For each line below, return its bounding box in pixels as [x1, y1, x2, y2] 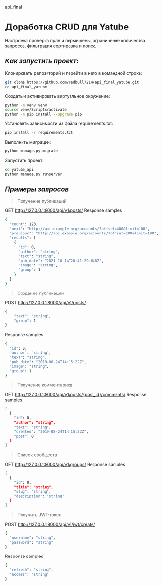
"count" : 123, [9, 222, 38, 227]
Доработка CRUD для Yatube [5, 22, 129, 32]
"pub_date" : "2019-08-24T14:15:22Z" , [9, 359, 87, 364]
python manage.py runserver [5, 172, 63, 176]
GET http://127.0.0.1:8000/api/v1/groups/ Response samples [5, 461, 126, 467]
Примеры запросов [5, 185, 69, 194]
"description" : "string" [14, 494, 65, 498]
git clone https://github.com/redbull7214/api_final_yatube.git [5, 80, 139, 85]
